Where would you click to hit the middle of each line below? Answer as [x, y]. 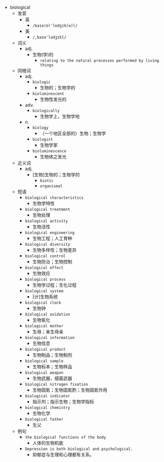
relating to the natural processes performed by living [100, 61]
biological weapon [44, 373]
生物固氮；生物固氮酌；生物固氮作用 [70, 390]
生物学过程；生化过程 [54, 285]
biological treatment [47, 209]
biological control [45, 256]
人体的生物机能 [48, 443]
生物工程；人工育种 [52, 238]
